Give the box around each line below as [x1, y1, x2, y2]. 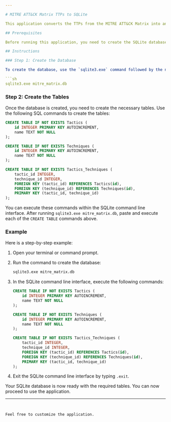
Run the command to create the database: [12, 260, 101, 266]
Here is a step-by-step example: [5, 240, 73, 246]
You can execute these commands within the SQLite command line [5, 205, 146, 211]
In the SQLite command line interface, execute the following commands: [12, 279, 164, 285]
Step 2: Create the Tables [5, 93, 70, 100]
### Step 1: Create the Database [5, 58, 76, 63]
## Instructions [5, 49, 40, 54]
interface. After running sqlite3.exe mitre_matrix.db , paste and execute [5, 210, 158, 216]
